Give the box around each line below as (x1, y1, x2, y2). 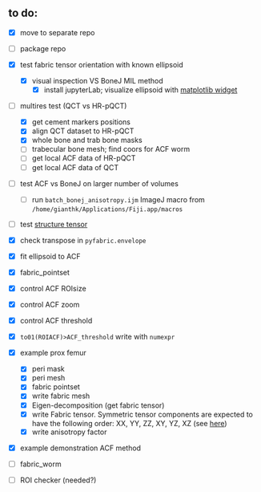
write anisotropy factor (31, 427, 107, 437)
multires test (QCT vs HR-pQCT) (19, 101, 127, 111)
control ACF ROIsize (19, 283, 86, 293)
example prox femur (19, 348, 86, 358)
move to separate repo (19, 27, 95, 37)
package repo (19, 43, 66, 53)
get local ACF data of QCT (31, 162, 118, 172)
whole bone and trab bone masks (31, 136, 143, 145)
